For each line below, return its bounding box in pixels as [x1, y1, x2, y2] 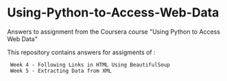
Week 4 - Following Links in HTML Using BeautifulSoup [10, 61, 170, 68]
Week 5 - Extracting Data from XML [10, 67, 112, 74]
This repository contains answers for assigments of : [7, 48, 156, 56]
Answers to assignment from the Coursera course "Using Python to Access [7, 27, 221, 36]
